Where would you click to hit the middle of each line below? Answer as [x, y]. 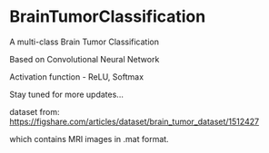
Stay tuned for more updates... [67, 94]
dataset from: [35, 111]
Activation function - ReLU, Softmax [76, 76]
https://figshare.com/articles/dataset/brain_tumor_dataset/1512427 [134, 121]
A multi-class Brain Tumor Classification [85, 42]
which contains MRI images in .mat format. [90, 139]
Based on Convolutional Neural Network [85, 59]
